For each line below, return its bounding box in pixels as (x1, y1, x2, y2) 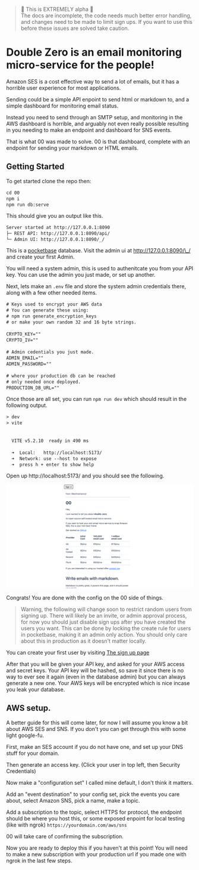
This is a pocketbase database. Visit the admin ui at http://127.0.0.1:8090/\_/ (6, 246, 191, 254)
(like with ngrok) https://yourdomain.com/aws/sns (6, 821, 127, 828)
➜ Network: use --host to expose (11, 455, 97, 462)
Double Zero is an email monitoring (6, 45, 182, 59)
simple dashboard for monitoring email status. (6, 102, 119, 109)
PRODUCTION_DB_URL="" (6, 385, 60, 391)
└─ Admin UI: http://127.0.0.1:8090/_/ (6, 236, 105, 242)
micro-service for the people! (6, 58, 154, 72)
